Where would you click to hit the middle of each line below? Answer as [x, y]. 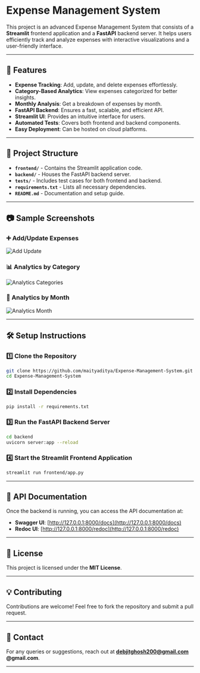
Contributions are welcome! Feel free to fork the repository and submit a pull [100, 607]
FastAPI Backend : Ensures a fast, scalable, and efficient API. [89, 110]
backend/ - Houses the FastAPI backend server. [73, 174]
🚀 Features [26, 70]
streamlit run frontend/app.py [45, 473]
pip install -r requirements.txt [48, 406]
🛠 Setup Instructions [46, 336]
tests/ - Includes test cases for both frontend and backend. [88, 180]
